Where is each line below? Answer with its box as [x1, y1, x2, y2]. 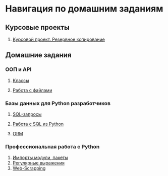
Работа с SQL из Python [12, 121, 64, 127]
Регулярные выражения [12, 160, 65, 166]
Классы [12, 77, 29, 83]
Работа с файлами [12, 87, 52, 93]
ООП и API [5, 66, 32, 73]
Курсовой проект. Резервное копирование [12, 36, 105, 42]
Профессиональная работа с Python [5, 143, 100, 150]
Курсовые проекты [5, 23, 70, 32]
